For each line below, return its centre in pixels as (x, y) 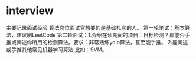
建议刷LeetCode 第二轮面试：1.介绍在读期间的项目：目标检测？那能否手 (103, 35)
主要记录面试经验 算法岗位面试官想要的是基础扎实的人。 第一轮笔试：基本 (95, 27)
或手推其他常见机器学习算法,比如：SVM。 (57, 49)
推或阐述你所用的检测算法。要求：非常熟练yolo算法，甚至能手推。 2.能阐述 (97, 42)
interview (30, 11)
